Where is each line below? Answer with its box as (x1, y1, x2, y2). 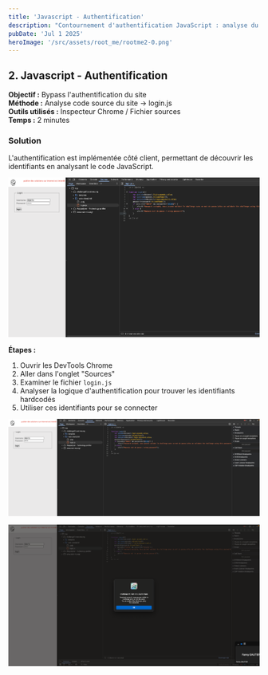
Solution (8, 135, 42, 146)
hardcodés (19, 395, 56, 405)
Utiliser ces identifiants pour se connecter (19, 403, 158, 412)
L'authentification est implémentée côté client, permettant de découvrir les (8, 153, 254, 163)
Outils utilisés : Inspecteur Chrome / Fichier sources (8, 107, 181, 116)
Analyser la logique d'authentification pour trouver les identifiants (19, 386, 235, 396)
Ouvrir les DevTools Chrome (19, 361, 113, 370)
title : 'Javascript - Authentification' (8, 13, 145, 21)
